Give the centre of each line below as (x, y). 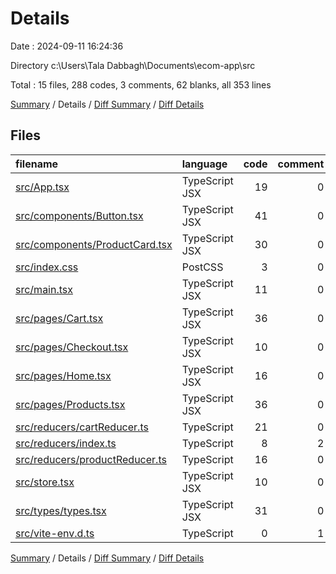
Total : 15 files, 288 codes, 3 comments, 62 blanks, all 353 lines (141, 84)
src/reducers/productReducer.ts (91, 459)
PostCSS (202, 267)
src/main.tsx (44, 289)
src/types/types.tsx (61, 510)
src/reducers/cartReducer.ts (82, 427)
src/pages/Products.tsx (70, 404)
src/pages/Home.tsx (63, 375)
